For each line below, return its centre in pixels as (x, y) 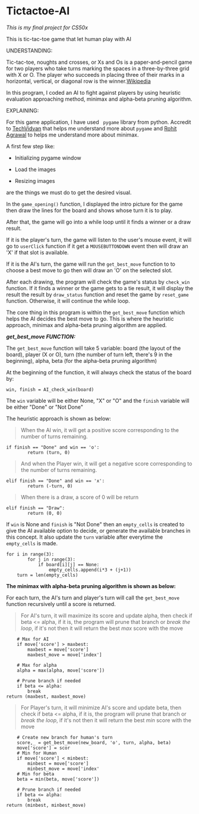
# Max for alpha (37, 665)
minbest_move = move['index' (64, 769)
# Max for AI (33, 639)
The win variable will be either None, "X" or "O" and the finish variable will (98, 400)
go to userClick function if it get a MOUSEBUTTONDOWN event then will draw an (97, 246)
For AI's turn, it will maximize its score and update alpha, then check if (106, 616)
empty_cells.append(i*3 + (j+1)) (90, 570)
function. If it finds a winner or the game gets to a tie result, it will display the (100, 288)
